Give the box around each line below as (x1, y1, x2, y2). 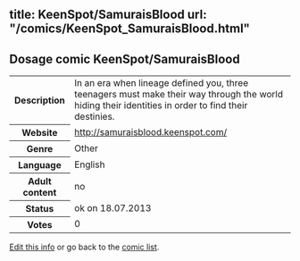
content (22, 186, 57, 198)
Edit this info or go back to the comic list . (9, 241, 160, 252)
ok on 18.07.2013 (74, 201, 152, 214)
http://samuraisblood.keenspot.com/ (74, 125, 228, 138)
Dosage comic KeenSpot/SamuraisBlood (9, 51, 240, 66)
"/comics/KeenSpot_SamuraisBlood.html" (9, 21, 250, 37)
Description (14, 94, 65, 106)
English (74, 158, 105, 171)
